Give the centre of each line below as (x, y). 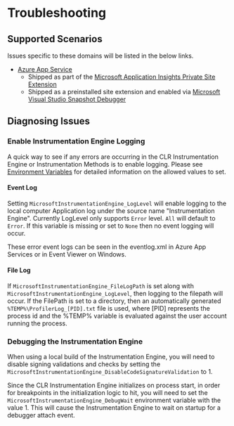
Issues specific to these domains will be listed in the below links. (100, 56)
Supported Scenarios (55, 39)
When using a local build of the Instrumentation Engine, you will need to (111, 357)
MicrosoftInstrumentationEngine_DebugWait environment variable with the (114, 400)
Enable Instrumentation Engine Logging (76, 141)
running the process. (38, 323)
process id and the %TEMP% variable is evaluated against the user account (117, 316)
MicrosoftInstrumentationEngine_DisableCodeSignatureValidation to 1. (110, 372)
